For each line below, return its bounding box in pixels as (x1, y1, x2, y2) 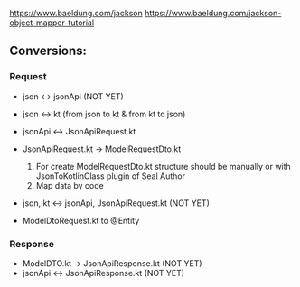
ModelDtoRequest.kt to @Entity (22, 215, 140, 226)
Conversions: (9, 43, 88, 59)
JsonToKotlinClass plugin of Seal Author (35, 171, 185, 181)
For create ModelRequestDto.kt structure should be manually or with (35, 161, 291, 171)
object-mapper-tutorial (9, 17, 95, 28)
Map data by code (35, 180, 104, 190)
